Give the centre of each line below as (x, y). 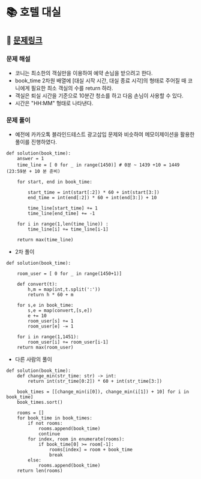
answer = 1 (31, 159)
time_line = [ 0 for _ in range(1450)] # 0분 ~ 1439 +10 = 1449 (98, 165)
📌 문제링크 (25, 40)
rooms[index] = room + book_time (91, 450)
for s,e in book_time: (45, 305)
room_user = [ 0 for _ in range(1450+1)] (69, 274)
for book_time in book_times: (55, 418)
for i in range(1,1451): (48, 337)
